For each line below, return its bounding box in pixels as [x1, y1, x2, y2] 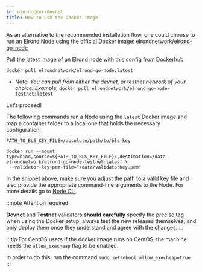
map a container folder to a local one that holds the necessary [6, 119, 161, 127]
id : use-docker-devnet [6, 8, 63, 15]
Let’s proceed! [6, 101, 42, 109]
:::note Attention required [6, 199, 68, 206]
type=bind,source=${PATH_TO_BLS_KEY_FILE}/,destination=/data [6, 154, 166, 160]
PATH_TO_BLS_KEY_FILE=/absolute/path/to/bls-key [6, 137, 131, 144]
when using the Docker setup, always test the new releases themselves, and [6, 217, 197, 224]
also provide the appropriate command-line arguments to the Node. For [6, 181, 184, 188]
